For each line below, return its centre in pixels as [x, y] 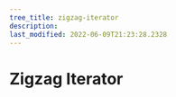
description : [34, 26]
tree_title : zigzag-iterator [64, 18]
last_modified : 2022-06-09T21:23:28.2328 [88, 34]
